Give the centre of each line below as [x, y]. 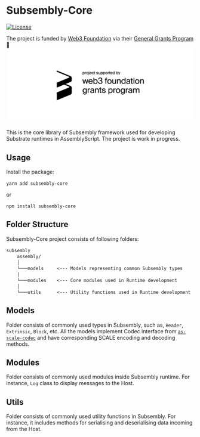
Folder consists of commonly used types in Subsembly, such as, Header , [95, 325]
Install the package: [30, 172]
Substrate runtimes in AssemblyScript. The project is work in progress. [93, 139]
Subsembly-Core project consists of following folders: [73, 238]
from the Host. [24, 429]
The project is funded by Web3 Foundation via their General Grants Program [100, 38]
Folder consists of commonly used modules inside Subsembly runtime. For [98, 377]
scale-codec [21, 338]
